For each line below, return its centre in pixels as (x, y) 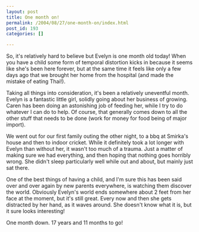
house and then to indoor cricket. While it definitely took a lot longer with (95, 143)
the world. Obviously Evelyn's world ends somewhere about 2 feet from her (99, 192)
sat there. (18, 168)
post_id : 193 (22, 28)
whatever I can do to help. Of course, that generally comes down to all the (97, 112)
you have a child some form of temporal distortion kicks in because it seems (99, 63)
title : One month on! (33, 17)
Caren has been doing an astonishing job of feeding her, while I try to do (94, 106)
